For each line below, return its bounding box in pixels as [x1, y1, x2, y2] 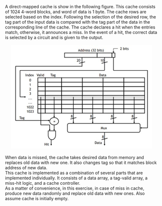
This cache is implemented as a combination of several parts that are [5, 170, 143, 176]
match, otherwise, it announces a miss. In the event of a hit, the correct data [5, 29, 158, 35]
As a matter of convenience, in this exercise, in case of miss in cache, [5, 185, 145, 191]
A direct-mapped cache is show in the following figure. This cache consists [5, 4, 156, 9]
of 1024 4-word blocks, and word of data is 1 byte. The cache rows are [5, 9, 146, 15]
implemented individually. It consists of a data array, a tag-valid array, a [5, 175, 148, 181]
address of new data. [5, 165, 48, 170]
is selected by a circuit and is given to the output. [5, 35, 103, 40]
